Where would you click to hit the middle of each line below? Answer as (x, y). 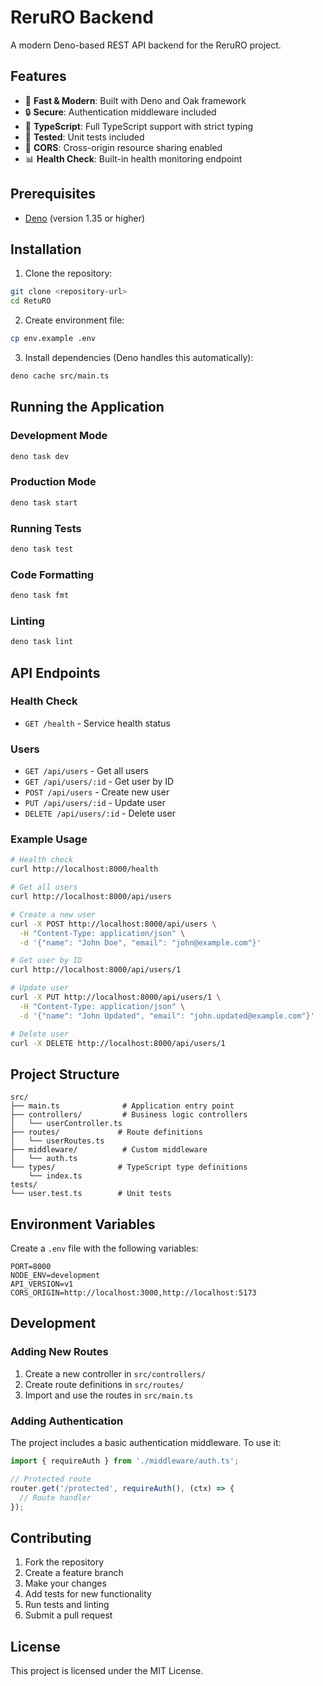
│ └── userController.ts (66, 1124)
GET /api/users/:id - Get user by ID (99, 782)
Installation (46, 249)
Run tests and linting (67, 1605)
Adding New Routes (59, 1352)
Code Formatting (52, 574)
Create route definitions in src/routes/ (104, 1384)
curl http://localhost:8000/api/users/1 (96, 970)
